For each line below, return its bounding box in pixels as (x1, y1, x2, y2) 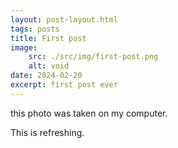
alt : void (28, 61, 70, 71)
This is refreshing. (10, 126, 85, 138)
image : (10, 42, 38, 53)
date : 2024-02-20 (10, 71, 83, 81)
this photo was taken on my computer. (10, 107, 168, 119)
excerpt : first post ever (10, 80, 118, 90)
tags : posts (10, 24, 60, 34)
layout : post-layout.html (10, 14, 118, 25)
